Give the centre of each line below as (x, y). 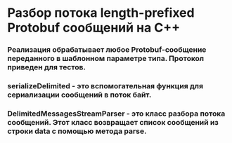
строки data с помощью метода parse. (77, 131)
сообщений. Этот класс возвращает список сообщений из (113, 122)
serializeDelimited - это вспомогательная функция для (105, 86)
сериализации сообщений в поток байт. (79, 95)
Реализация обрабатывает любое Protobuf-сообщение (107, 50)
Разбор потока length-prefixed (101, 13)
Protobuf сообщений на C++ (94, 28)
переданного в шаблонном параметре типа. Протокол (106, 59)
